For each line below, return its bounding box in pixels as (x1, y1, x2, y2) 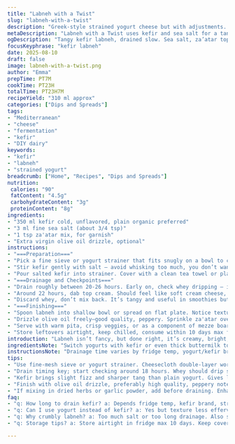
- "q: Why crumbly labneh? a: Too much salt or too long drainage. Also (7, 413, 224, 420)
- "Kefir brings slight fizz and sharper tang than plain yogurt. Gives (7, 374, 224, 381)
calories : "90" (10, 186, 55, 193)
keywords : (7, 147, 36, 154)
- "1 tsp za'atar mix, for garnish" (7, 231, 114, 238)
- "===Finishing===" (7, 303, 68, 310)
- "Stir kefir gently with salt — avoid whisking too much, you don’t (7, 264, 218, 271)
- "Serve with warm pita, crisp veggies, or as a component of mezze (7, 322, 215, 329)
